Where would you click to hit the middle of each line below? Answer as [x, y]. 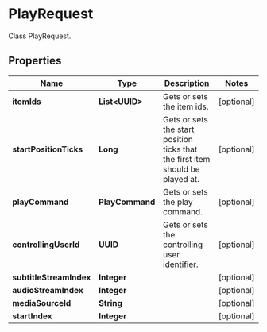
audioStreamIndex [48, 290]
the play [178, 202]
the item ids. [186, 106]
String [111, 303]
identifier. [180, 264]
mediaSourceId [42, 303]
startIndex [32, 316]
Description [187, 83]
